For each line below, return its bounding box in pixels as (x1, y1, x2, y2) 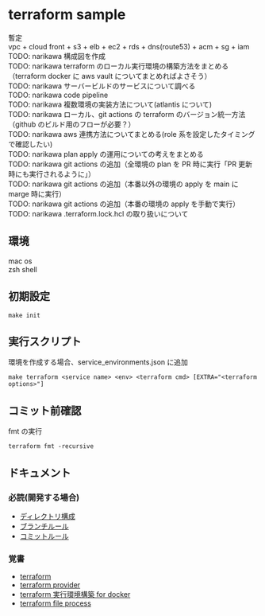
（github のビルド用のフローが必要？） (8, 119, 136, 129)
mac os (8, 256, 33, 266)
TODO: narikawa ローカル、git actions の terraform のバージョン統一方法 (8, 109, 246, 119)
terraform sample (8, 6, 126, 24)
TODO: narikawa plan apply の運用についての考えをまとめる (8, 149, 204, 158)
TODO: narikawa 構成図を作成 (8, 51, 106, 60)
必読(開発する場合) (8, 492, 80, 503)
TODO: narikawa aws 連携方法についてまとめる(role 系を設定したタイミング (8, 129, 255, 138)
